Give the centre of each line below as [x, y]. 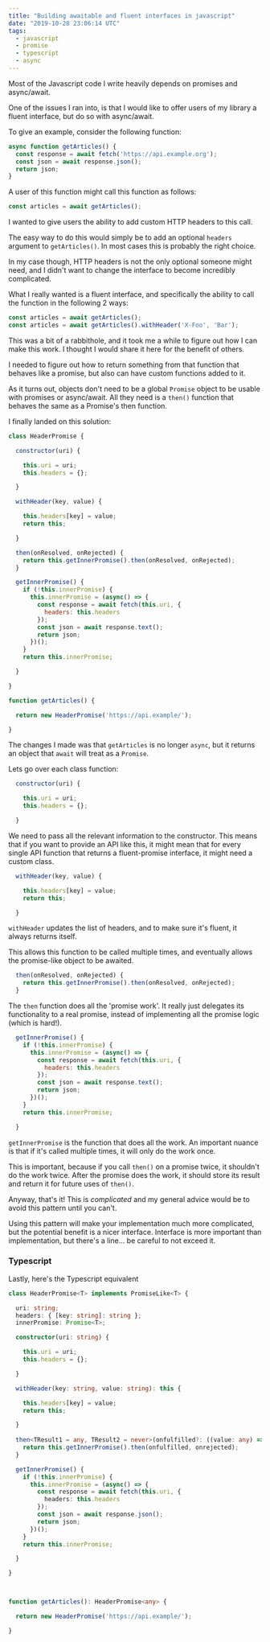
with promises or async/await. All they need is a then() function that [121, 397]
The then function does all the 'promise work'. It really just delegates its [127, 1006]
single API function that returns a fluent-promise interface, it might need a [131, 853]
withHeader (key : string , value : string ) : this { [98, 1389]
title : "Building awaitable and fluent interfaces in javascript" [122, 16]
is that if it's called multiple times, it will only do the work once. [112, 1150]
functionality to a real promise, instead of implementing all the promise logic [134, 1014]
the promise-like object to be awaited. [71, 961]
